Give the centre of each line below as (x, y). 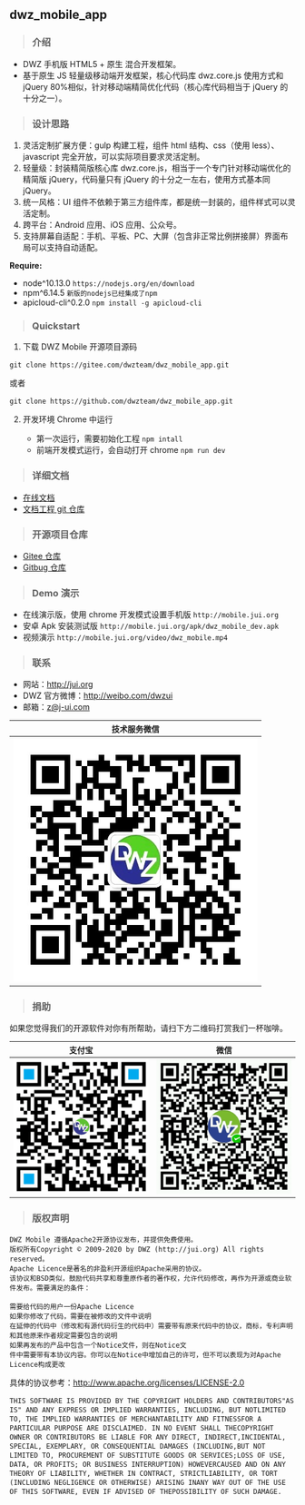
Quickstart (55, 326)
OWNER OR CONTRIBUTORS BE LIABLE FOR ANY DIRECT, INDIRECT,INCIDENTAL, (148, 1437)
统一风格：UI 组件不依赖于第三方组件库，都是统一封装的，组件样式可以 (155, 202)
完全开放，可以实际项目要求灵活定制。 (133, 156)
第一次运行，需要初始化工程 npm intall (109, 438)
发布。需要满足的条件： (53, 1288)
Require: (26, 265)
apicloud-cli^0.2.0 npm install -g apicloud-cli (112, 302)
